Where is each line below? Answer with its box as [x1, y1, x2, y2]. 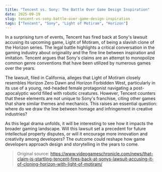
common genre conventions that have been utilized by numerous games [5, 60, 151, 66]
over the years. [5, 65, 36, 71]
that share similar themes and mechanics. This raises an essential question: [5, 101, 158, 107]
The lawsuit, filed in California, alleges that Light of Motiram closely [5, 75, 141, 81]
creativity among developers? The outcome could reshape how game [5, 136, 145, 142]
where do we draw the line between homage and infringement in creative [5, 106, 153, 112]
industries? [5, 111, 27, 117]
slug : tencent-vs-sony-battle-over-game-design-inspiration [5, 16, 131, 21]
